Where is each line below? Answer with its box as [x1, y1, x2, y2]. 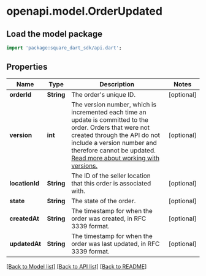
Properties [6, 62, 48, 72]
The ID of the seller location [71, 171, 151, 180]
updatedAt [9, 239, 42, 248]
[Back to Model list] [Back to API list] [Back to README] [6, 263, 147, 270]
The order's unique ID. [71, 90, 136, 99]
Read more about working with [71, 154, 159, 162]
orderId [9, 90, 32, 99]
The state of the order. [71, 196, 136, 205]
